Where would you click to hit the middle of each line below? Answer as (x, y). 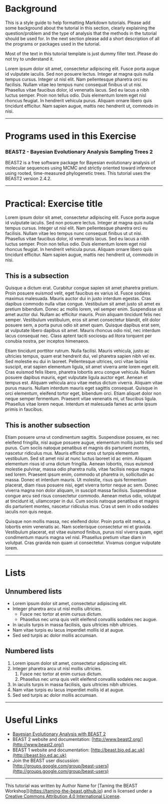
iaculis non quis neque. (29, 511)
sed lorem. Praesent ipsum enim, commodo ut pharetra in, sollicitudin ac (80, 474)
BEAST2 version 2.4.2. (28, 179)
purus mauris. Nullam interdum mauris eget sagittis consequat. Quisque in (81, 388)
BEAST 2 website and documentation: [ (53, 739)
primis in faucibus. (24, 409)
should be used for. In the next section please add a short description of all (82, 39)
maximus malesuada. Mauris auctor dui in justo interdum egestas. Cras (78, 299)
